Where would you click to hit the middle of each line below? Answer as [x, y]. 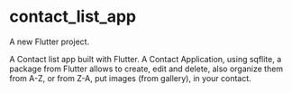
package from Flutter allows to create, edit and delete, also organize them [146, 69]
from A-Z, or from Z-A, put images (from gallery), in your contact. [131, 78]
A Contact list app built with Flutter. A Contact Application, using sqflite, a [146, 59]
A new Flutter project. [50, 42]
